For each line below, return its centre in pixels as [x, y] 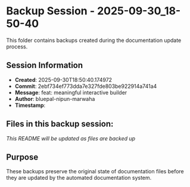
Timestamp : [30, 105]
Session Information [45, 65]
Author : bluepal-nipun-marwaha [55, 99]
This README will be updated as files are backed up [71, 138]
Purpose [22, 157]
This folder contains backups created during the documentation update [94, 40]
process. [17, 47]
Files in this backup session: [60, 124]
